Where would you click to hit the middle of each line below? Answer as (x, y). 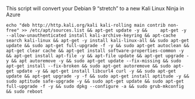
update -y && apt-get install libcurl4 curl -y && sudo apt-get (96, 71)
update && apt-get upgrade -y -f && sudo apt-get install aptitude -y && (98, 76)
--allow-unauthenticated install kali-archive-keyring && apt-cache (91, 36)
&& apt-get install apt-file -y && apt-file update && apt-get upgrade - (98, 56)
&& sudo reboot (25, 91)
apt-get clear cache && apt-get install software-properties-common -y (95, 51)
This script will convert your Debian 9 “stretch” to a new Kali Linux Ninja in (95, 8)
